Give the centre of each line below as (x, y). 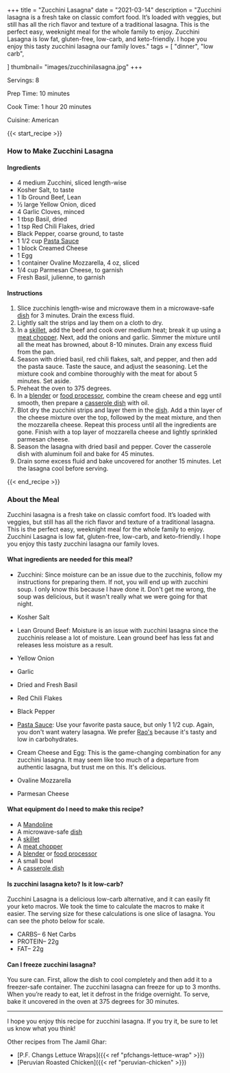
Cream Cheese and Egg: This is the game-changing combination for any (119, 752)
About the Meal (33, 500)
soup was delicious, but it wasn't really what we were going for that (112, 596)
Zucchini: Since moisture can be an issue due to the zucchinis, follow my (119, 575)
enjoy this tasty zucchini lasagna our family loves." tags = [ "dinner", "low (110, 46)
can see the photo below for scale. (56, 921)
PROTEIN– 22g (38, 941)
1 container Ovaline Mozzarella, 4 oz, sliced (78, 263)
